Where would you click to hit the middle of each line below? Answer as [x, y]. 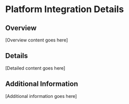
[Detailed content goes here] [35, 68]
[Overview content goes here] [37, 40]
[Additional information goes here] [41, 96]
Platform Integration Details [65, 9]
